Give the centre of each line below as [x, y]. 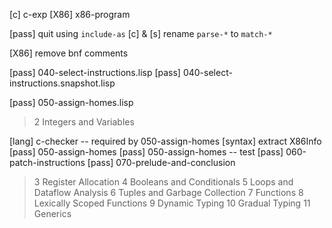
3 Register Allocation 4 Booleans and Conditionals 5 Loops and [163, 182]
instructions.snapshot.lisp [62, 83]
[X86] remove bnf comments [69, 53]
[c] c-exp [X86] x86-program [70, 14]
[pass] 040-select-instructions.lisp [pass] [95, 72]
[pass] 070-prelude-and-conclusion [161, 162]
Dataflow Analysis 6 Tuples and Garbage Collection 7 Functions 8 [168, 192]
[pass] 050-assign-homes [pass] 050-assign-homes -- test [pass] [146, 152]
